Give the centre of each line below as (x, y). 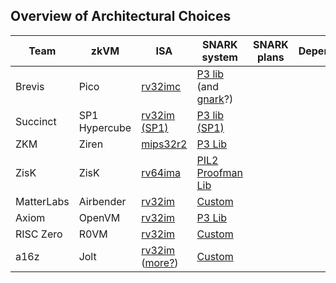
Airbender (102, 201)
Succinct (36, 121)
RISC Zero (39, 234)
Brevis (30, 86)
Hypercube (105, 127)
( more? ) (160, 262)
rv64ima (161, 172)
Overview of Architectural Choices (121, 16)
